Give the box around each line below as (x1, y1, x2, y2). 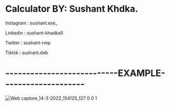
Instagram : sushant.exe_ (5, 20, 58, 26)
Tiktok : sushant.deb (5, 49, 48, 56)
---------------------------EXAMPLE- (5, 67, 165, 79)
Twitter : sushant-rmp (5, 39, 51, 46)
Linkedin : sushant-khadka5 (5, 30, 64, 36)
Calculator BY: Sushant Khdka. (5, 3, 138, 15)
